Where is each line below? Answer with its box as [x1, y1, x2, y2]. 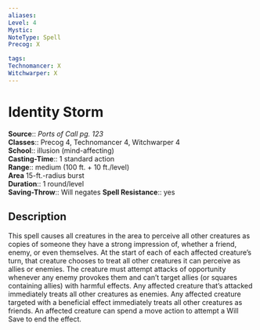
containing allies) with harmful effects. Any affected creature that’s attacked [8, 281, 253, 290]
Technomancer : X [8, 62, 61, 71]
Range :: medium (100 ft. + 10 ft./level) [8, 162, 130, 172]
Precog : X [8, 41, 41, 49]
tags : [8, 55, 26, 63]
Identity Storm [8, 103, 104, 121]
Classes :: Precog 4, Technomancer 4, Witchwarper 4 [8, 137, 180, 147]
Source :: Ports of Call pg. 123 [8, 129, 104, 138]
